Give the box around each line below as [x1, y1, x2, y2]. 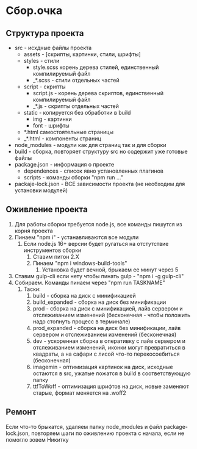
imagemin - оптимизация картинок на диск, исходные [32, 363, 173, 370]
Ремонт [5, 407, 37, 417]
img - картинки [32, 115, 73, 123]
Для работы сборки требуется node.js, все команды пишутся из [14, 220, 182, 228]
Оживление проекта [5, 204, 88, 215]
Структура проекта [5, 28, 84, 38]
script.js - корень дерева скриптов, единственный [32, 90, 164, 96]
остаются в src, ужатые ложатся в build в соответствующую [32, 370, 191, 377]
